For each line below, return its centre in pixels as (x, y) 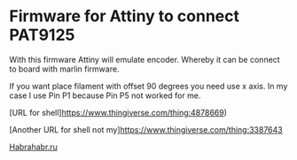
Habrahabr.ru (33, 147)
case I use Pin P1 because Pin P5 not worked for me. (105, 95)
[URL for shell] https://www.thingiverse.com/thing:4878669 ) (118, 112)
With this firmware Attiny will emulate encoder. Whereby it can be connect (145, 59)
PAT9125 (42, 35)
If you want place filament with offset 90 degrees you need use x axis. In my (148, 86)
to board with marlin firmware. (64, 69)
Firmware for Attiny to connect (125, 16)
